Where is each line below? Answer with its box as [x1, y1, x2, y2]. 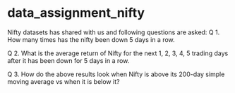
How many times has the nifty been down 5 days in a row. [7, 35, 175, 43]
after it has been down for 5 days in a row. [7, 56, 130, 64]
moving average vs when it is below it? [7, 77, 120, 85]
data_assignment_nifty [7, 5, 145, 21]
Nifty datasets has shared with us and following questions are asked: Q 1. [7, 28, 220, 36]
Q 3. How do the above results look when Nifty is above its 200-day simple [7, 70, 225, 78]
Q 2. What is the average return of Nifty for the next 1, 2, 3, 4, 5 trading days [7, 49, 229, 57]
